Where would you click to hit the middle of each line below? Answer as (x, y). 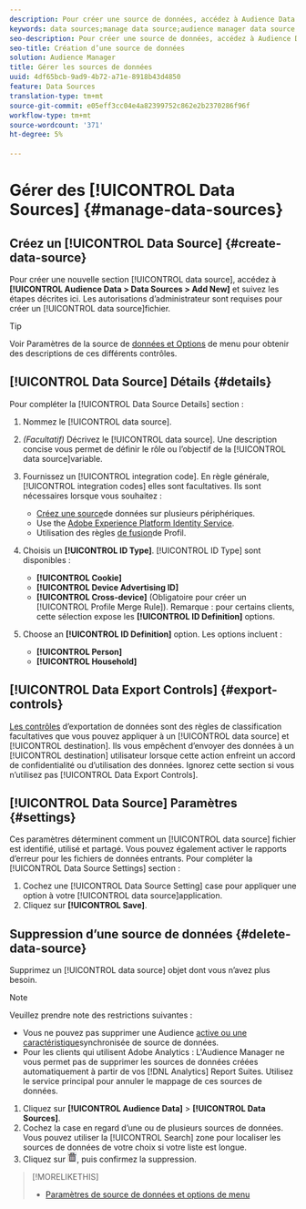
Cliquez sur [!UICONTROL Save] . (85, 906)
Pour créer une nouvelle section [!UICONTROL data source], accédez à (143, 279)
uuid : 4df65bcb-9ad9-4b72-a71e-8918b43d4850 (95, 77)
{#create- (253, 243)
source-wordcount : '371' (56, 125)
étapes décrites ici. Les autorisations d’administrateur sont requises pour (146, 299)
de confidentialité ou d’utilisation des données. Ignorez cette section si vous (152, 764)
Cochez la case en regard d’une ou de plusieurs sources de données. (153, 1128)
